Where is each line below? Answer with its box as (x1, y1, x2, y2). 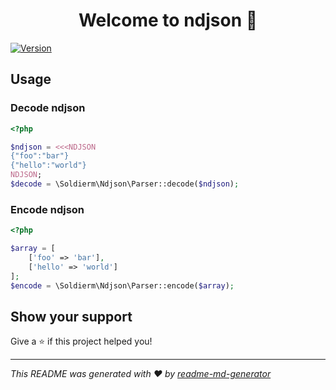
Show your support (10, 308, 133, 325)
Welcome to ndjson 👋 (78, 9, 258, 32)
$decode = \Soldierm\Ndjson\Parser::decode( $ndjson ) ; (10, 179, 240, 189)
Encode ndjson (10, 202, 85, 216)
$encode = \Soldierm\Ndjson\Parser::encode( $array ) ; (10, 280, 235, 291)
